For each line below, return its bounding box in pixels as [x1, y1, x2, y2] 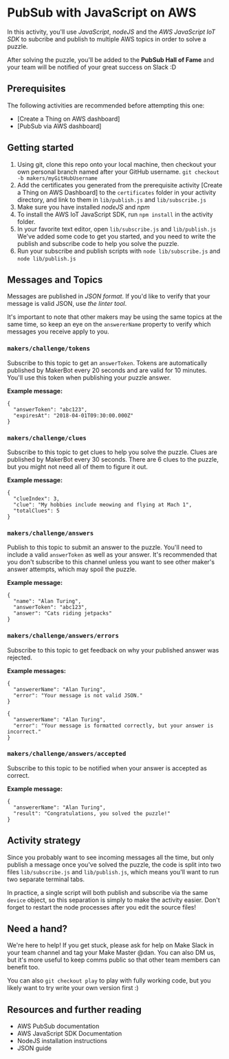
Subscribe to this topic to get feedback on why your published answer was [7, 646, 219, 654]
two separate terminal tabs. [7, 875, 85, 883]
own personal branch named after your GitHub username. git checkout [17, 167, 220, 176]
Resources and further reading [7, 1004, 142, 1016]
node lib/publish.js [17, 255, 76, 263]
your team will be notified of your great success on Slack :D [7, 63, 177, 71]
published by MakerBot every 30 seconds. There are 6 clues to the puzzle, [7, 455, 219, 463]
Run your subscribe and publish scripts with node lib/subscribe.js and [17, 247, 221, 255]
